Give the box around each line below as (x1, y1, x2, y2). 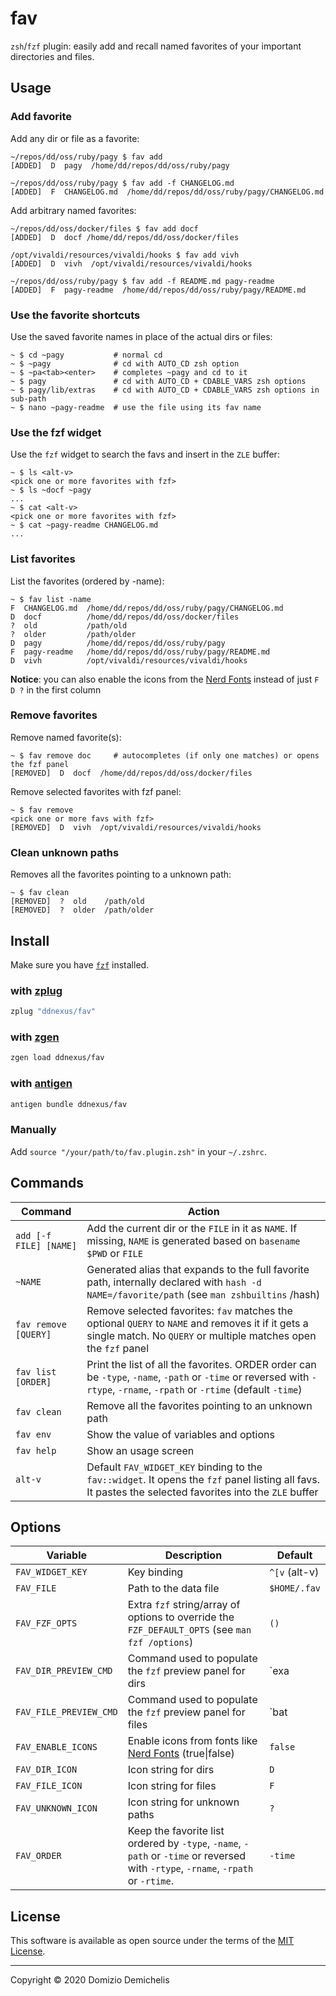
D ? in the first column (10, 683, 102, 696)
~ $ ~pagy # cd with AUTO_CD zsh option (10, 358, 240, 369)
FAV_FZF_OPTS (15, 1618, 78, 1629)
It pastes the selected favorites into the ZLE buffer (86, 1485, 319, 1499)
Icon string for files (127, 1779, 217, 1793)
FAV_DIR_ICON (15, 1764, 78, 1776)
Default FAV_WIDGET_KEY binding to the (86, 1460, 263, 1474)
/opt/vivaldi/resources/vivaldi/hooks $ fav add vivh (10, 250, 240, 260)
